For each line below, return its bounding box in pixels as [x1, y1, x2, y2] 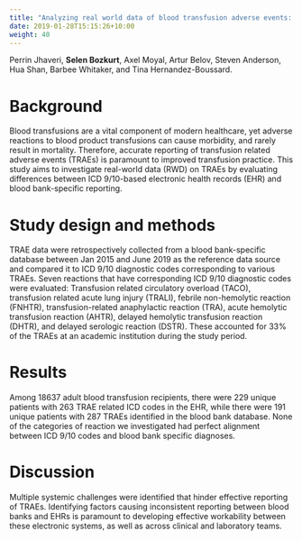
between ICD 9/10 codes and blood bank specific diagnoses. [9, 430, 236, 442]
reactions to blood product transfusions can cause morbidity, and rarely [9, 135, 277, 146]
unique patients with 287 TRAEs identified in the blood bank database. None [9, 411, 293, 422]
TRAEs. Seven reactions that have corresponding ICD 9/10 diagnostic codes [9, 273, 291, 284]
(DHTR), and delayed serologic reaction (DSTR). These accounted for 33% [9, 321, 287, 332]
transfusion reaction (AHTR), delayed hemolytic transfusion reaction [9, 312, 263, 323]
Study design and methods [9, 215, 216, 235]
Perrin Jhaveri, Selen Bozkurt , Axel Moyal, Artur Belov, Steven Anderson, [9, 55, 282, 66]
